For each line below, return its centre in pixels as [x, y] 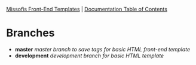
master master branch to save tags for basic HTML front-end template [102, 49]
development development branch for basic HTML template [89, 56]
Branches [30, 33]
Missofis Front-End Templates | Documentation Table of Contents [87, 9]
